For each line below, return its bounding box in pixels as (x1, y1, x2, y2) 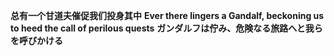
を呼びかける (10, 35, 63, 46)
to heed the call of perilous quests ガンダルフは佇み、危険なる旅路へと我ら (10, 22, 323, 34)
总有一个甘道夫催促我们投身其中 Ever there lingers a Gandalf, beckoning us (10, 10, 325, 21)
